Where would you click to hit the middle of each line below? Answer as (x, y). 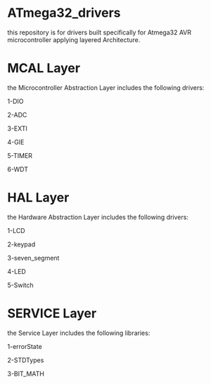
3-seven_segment (33, 258)
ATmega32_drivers (64, 13)
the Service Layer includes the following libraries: (79, 333)
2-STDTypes (26, 360)
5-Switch (20, 285)
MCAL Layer (44, 68)
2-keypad (21, 244)
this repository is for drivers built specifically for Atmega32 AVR (100, 32)
